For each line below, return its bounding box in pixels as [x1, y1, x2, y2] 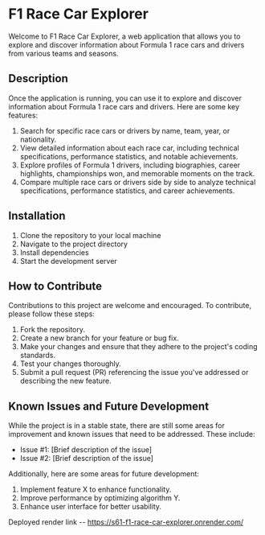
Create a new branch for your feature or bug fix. [19, 333, 179, 343]
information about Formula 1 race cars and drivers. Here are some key [8, 101, 239, 111]
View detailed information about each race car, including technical [19, 142, 239, 153]
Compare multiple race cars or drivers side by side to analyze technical [19, 177, 256, 187]
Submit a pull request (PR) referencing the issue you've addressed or [19, 368, 249, 377]
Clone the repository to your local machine [19, 230, 161, 240]
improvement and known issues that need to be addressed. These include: [8, 430, 255, 439]
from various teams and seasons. [8, 48, 119, 58]
